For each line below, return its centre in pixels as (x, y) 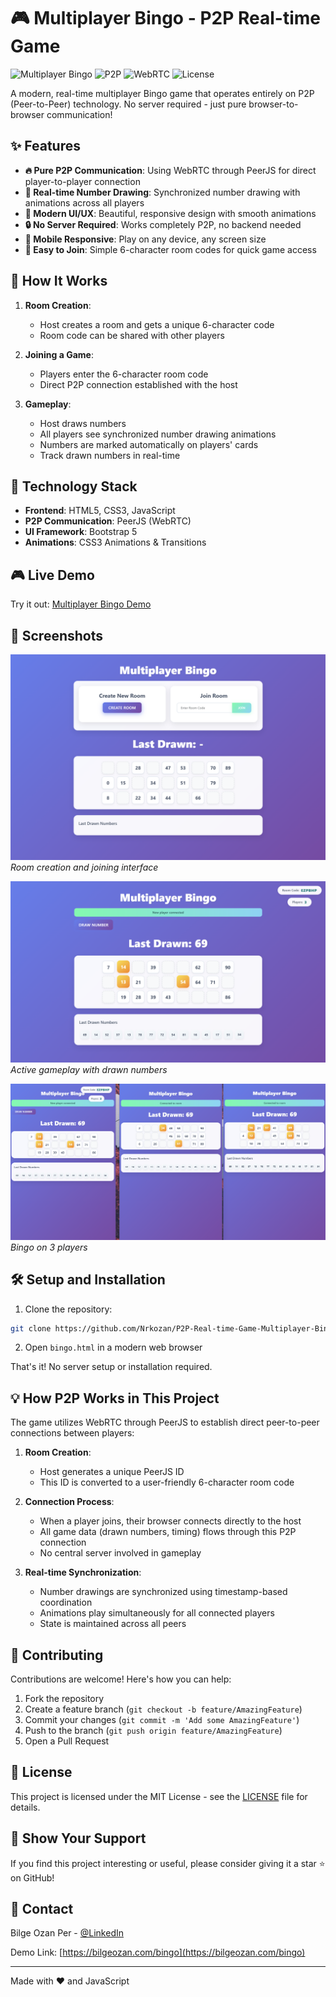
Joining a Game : (59, 354)
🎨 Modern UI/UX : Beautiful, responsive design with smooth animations (170, 213)
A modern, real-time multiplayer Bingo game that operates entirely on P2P (162, 93)
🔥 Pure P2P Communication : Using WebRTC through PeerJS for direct (170, 170)
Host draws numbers (83, 423)
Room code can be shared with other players (132, 335)
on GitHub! (32, 1877)
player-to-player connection (82, 181)
